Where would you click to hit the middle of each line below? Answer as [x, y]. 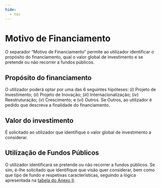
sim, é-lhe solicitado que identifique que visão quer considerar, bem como [80, 170]
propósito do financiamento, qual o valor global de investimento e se [74, 57]
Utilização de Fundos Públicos [52, 153]
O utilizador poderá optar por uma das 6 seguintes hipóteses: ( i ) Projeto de [80, 90]
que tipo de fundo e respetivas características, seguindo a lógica [70, 175]
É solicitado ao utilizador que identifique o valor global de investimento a [78, 132]
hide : [11, 10]
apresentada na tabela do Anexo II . [40, 180]
